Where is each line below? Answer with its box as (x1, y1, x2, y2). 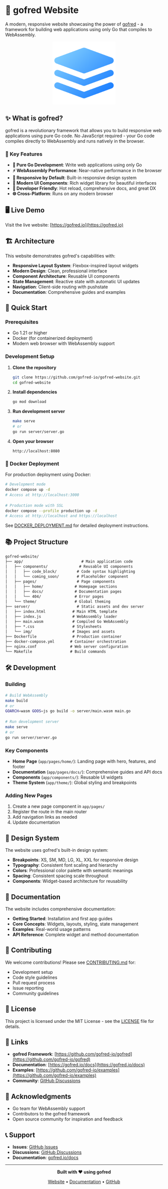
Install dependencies (12, 389, 57, 395)
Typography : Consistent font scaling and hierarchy (12, 862, 118, 868)
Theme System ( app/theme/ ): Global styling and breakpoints (12, 780, 137, 785)
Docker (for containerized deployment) (12, 335, 93, 341)
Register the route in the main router (12, 809, 87, 815)
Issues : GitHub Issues (12, 1143, 58, 1150)
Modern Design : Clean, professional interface (12, 268, 107, 274)
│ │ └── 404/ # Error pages (5, 594, 104, 600)
